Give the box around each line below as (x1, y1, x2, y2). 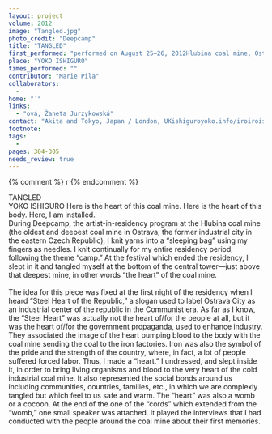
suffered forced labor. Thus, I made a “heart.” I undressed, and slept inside (8, 356, 257, 366)
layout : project (8, 11, 63, 20)
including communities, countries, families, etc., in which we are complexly (8, 382, 258, 392)
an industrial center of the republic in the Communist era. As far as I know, (8, 304, 256, 314)
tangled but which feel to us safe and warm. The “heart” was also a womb (8, 390, 255, 401)
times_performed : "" (8, 65, 79, 73)
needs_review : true (8, 155, 74, 163)
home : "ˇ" (8, 95, 42, 103)
